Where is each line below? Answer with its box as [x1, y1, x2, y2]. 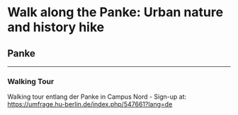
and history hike [7, 19, 105, 35]
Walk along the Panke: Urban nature [7, 4, 224, 20]
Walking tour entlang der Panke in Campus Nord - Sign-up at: [7, 92, 187, 101]
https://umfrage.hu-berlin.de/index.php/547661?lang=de [7, 100, 173, 109]
